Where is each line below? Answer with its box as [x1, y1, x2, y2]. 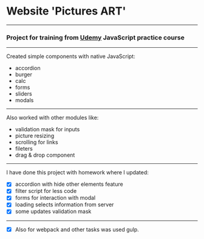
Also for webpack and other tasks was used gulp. [15, 226, 140, 233]
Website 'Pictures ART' [6, 4, 126, 18]
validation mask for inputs [15, 126, 80, 133]
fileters [15, 145, 33, 152]
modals [15, 97, 34, 104]
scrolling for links [15, 139, 59, 146]
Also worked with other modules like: [6, 114, 99, 122]
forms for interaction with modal [15, 194, 96, 201]
